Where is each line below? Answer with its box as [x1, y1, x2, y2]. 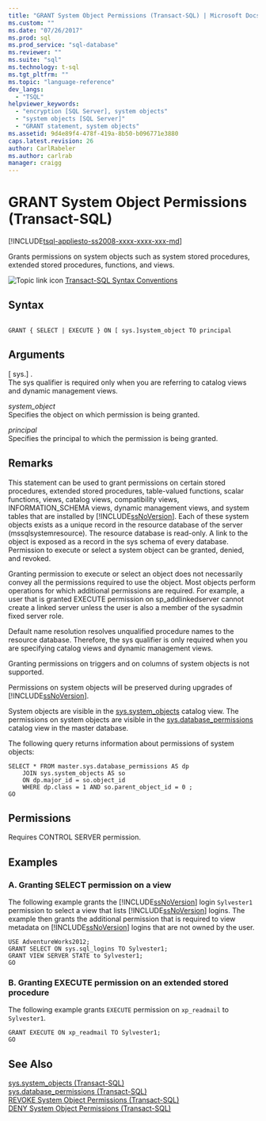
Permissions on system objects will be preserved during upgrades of [8, 682, 233, 692]
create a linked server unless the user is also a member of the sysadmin [8, 602, 243, 612]
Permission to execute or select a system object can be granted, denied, [8, 545, 245, 555]
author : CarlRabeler [8, 144, 77, 152]
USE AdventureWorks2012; [8, 938, 90, 946]
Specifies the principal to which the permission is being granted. [8, 433, 218, 443]
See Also [8, 1057, 53, 1071]
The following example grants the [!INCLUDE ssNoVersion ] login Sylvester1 [8, 897, 253, 907]
